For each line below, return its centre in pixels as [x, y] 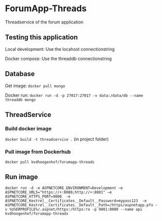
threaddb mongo [20, 100]
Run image [21, 177]
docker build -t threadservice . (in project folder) [57, 139]
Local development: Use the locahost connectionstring [60, 49]
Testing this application [41, 37]
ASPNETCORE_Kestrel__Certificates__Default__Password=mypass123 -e [76, 201]
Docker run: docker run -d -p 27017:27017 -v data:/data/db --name [74, 95]
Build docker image [28, 128]
